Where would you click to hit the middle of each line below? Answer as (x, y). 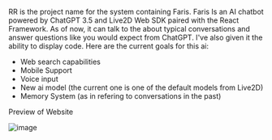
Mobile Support (46, 70)
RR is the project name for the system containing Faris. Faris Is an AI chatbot (136, 12)
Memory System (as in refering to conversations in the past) (121, 96)
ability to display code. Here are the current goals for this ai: (109, 46)
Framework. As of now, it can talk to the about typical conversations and (129, 29)
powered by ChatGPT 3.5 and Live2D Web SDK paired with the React (124, 20)
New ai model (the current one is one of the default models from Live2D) (142, 87)
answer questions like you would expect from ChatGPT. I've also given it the (136, 37)
